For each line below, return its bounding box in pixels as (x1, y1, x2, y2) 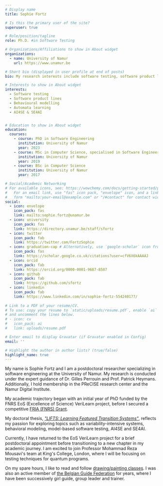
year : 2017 (17, 173, 40, 177)
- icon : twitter (9, 231, 42, 236)
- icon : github (9, 272, 40, 277)
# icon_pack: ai (5, 321, 42, 326)
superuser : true (5, 25, 38, 30)
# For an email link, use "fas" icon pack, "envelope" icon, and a (5, 190, 149, 195)
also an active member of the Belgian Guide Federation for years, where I (5, 470, 151, 476)
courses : (9, 132, 27, 137)
